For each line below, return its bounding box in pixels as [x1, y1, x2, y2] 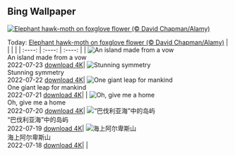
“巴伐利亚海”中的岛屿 [7, 115, 69, 124]
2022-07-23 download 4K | [7, 60, 86, 69]
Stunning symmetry [7, 68, 65, 76]
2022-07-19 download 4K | [7, 124, 85, 133]
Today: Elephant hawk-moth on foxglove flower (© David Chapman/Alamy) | [7, 38, 229, 47]
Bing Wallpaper [7, 6, 76, 18]
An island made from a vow [7, 53, 87, 61]
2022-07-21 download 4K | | [7, 90, 88, 99]
